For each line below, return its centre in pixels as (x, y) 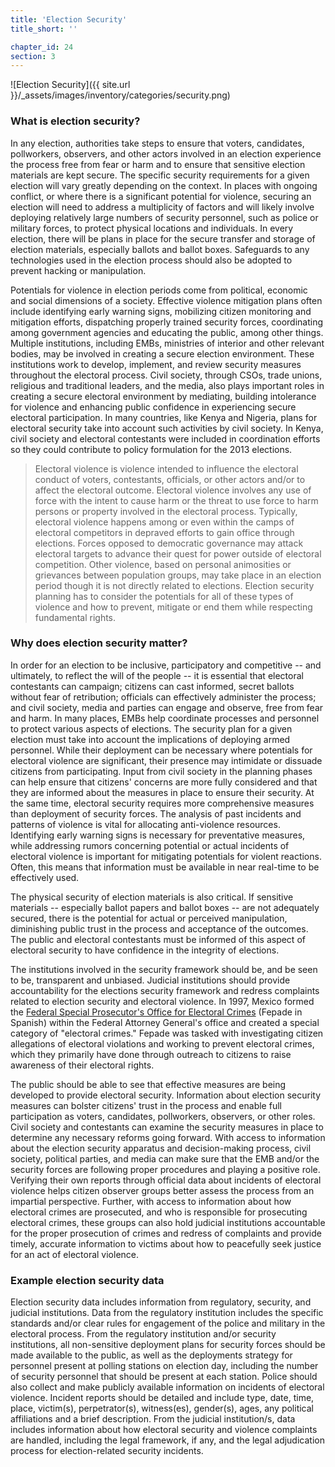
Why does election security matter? (99, 643)
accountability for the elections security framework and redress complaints (165, 990)
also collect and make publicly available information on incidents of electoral (167, 1387)
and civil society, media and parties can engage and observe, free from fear (167, 707)
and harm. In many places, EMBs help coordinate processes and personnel (165, 718)
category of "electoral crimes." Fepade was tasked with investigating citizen (167, 1033)
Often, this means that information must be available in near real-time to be (165, 867)
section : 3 (33, 56)
